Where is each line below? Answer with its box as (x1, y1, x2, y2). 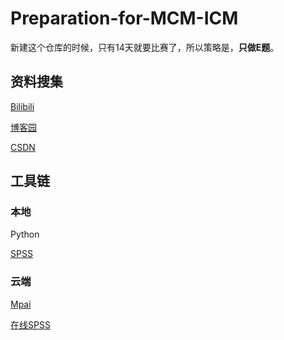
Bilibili (10, 100, 35, 112)
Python (10, 228, 40, 241)
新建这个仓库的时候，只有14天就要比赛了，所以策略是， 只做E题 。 (10, 41, 280, 53)
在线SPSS (10, 318, 51, 331)
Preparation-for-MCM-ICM (10, 7, 239, 30)
